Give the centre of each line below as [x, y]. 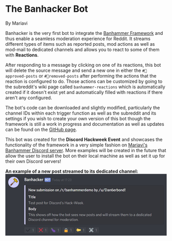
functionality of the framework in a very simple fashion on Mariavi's [76, 145]
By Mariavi [17, 23]
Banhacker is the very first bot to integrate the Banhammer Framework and [84, 33]
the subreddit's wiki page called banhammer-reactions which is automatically [85, 87]
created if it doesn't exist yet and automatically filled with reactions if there [84, 92]
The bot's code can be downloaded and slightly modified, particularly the [83, 107]
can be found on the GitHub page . [41, 129]
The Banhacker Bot [47, 9]
